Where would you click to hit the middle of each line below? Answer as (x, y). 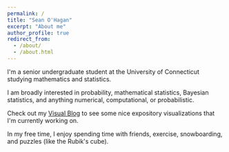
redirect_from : (29, 39)
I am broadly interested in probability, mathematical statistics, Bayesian (108, 92)
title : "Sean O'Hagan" (40, 20)
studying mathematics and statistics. (59, 79)
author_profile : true (38, 33)
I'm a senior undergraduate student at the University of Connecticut (103, 72)
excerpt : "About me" (37, 26)
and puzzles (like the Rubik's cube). (58, 141)
